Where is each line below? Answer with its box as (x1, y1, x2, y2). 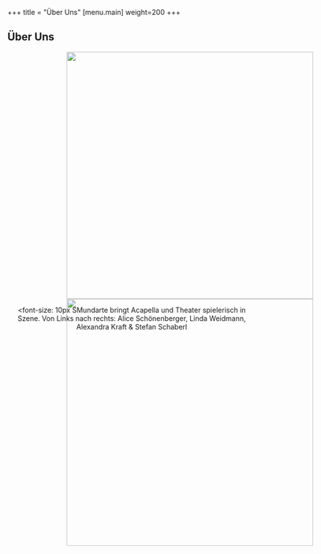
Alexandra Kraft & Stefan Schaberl (76, 322, 188, 331)
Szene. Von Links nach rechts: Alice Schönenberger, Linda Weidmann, (17, 313, 246, 323)
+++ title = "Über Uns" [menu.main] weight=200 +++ (7, 8, 181, 17)
